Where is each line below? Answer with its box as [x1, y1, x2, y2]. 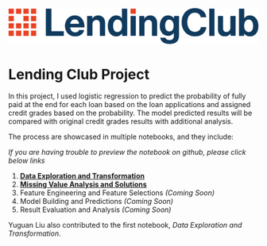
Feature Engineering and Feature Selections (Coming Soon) [19, 188, 215, 198]
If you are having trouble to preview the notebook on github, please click [8, 148, 246, 157]
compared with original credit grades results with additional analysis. [8, 117, 234, 126]
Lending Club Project [8, 65, 149, 83]
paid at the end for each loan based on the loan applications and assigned [8, 100, 251, 110]
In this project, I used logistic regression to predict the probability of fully [8, 91, 246, 101]
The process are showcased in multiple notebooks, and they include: [8, 132, 234, 142]
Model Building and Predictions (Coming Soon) [19, 197, 173, 206]
